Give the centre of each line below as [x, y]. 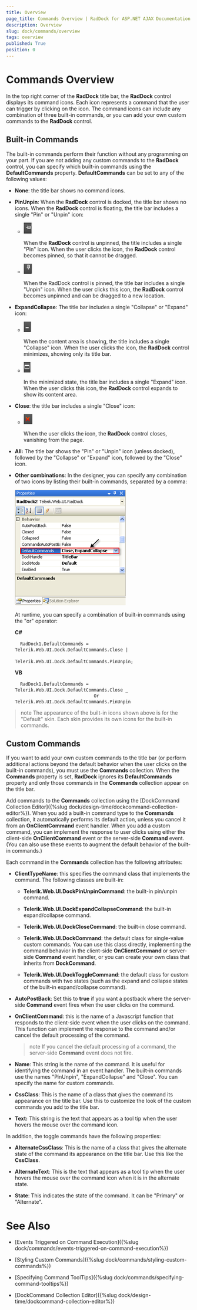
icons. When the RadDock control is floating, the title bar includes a [96, 208]
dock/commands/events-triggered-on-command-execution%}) [91, 1249]
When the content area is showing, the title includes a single [96, 341]
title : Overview [26, 12]
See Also [28, 1226]
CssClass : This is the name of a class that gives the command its [94, 1095]
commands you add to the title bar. [57, 1107]
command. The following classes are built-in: [69, 880]
